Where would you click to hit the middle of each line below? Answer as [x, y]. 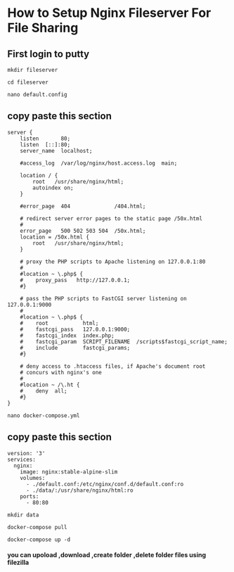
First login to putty [48, 54]
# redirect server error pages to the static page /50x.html [111, 218]
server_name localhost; [56, 151]
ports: [30, 496]
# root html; [59, 323]
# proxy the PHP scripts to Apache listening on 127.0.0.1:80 [113, 262]
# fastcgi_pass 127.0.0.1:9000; [75, 329]
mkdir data [23, 515]
